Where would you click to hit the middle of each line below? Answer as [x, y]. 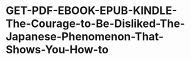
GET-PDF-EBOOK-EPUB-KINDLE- [92, 11]
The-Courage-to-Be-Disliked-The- [95, 24]
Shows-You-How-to [57, 50]
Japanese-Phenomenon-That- [85, 37]
